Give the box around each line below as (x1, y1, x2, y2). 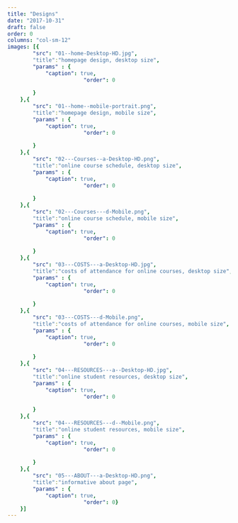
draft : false (7, 23, 46, 31)
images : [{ (7, 43, 40, 50)
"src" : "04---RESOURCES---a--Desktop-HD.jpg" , (33, 367, 173, 374)
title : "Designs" (7, 10, 59, 18)
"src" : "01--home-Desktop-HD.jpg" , (33, 50, 138, 57)
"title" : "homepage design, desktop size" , (33, 57, 160, 64)
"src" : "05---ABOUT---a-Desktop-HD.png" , (33, 473, 157, 480)
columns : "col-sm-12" (7, 37, 72, 44)
